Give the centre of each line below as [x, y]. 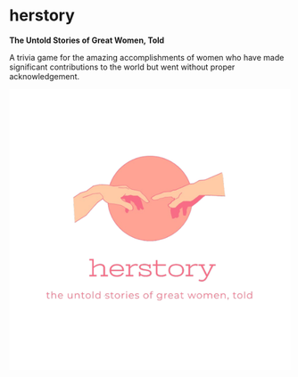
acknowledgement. [45, 76]
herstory [42, 16]
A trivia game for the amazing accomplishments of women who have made [147, 57]
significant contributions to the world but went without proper [122, 67]
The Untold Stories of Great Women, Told [87, 40]
